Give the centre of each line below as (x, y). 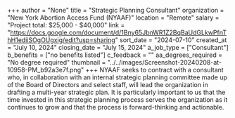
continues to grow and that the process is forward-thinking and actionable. (116, 107)
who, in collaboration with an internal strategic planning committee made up (117, 77)
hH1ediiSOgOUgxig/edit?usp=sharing (62, 40)
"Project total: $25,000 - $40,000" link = (66, 25)
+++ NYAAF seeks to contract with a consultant (154, 70)
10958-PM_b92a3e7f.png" (46, 70)
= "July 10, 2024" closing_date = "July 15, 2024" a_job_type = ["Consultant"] (118, 47)
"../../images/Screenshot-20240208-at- (165, 62)
